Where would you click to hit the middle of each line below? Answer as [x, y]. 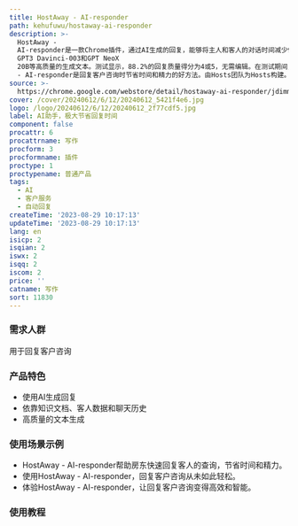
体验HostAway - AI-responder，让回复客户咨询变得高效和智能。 [139, 487]
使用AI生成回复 [49, 397]
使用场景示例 [37, 444]
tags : [19, 182]
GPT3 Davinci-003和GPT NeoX [68, 58]
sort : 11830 [31, 298]
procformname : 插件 [44, 157]
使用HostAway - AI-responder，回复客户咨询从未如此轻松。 [131, 476]
